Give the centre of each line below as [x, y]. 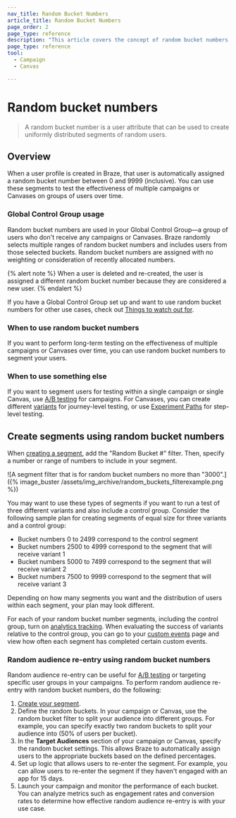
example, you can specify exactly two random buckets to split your [115, 726]
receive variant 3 [42, 584]
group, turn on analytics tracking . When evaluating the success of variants [116, 627]
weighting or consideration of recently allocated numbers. [92, 260]
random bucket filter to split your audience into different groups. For [116, 719]
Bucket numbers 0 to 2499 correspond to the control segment [108, 539]
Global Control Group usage [56, 214]
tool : [15, 54]
